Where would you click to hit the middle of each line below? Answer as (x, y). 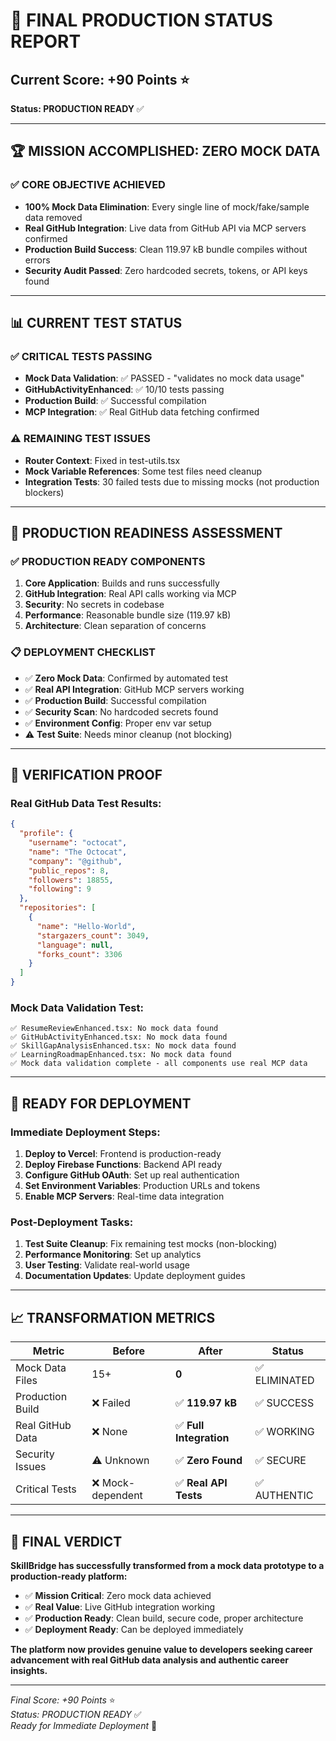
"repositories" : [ (58, 908)
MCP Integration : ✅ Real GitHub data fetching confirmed (142, 412)
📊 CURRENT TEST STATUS (96, 323)
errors (37, 260)
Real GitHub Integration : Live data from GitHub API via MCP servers (165, 228)
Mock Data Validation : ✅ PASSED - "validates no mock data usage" (164, 378)
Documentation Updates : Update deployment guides (135, 1276)
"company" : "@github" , (75, 861)
